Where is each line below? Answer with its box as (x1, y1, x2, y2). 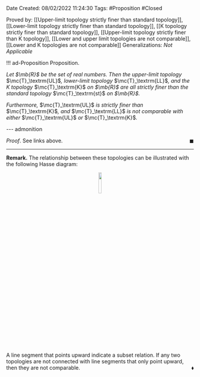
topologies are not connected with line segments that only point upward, (6, 358, 184, 364)
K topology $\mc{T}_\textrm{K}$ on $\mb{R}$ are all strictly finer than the (6, 83, 189, 91)
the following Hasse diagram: (6, 161, 78, 167)
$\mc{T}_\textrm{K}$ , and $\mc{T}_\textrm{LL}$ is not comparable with (6, 108, 183, 114)
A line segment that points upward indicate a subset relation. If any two (6, 351, 180, 359)
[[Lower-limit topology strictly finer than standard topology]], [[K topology (6, 23, 187, 29)
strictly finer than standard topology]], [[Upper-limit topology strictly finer (6, 29, 186, 36)
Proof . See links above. (6, 137, 63, 144)
